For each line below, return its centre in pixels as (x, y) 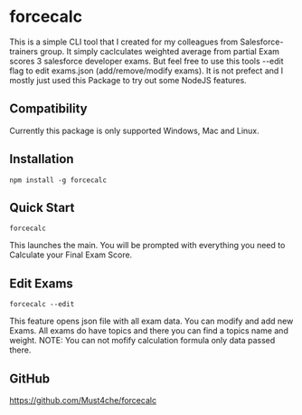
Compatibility (48, 109)
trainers (24, 51)
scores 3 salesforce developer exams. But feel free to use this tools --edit (146, 61)
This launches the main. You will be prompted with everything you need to (147, 246)
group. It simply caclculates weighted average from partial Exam (160, 51)
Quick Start (42, 207)
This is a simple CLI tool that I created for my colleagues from (124, 42)
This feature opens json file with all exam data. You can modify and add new (151, 321)
